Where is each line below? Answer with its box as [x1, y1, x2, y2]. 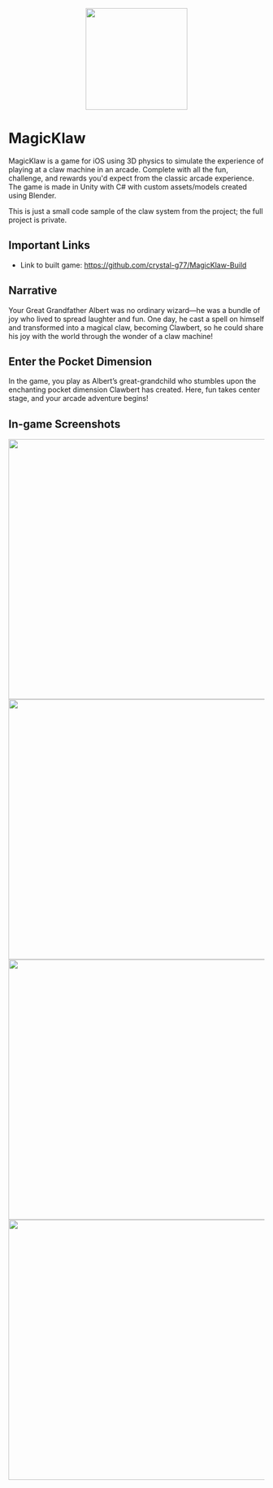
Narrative [8, 284, 58, 298]
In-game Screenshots [8, 417, 121, 431]
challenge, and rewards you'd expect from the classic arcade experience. [8, 173, 254, 183]
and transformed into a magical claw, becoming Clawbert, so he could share [8, 322, 264, 333]
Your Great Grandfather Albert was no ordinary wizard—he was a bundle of [8, 305, 261, 315]
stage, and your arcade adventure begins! [8, 394, 149, 403]
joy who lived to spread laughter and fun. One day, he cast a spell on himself [8, 314, 265, 324]
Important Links [8, 238, 91, 252]
